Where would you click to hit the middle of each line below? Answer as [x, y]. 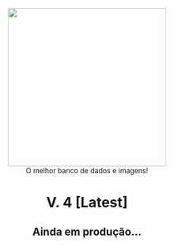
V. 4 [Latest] [87, 203]
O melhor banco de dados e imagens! [87, 170]
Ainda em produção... [87, 231]
